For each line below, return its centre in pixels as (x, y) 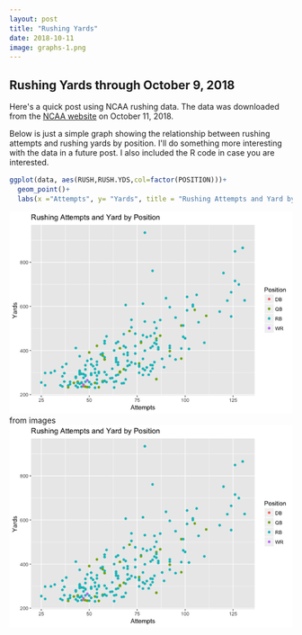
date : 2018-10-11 (42, 38)
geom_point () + (44, 189)
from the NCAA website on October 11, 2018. (91, 116)
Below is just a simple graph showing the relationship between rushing (140, 134)
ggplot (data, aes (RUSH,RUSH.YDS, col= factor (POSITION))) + (118, 180)
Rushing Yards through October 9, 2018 (122, 85)
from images (33, 420)
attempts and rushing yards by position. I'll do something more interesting (146, 143)
